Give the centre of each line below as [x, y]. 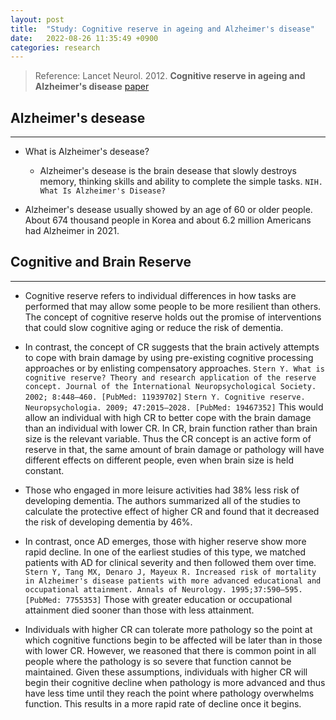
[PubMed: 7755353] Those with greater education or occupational [158, 599]
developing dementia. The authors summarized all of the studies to [162, 500]
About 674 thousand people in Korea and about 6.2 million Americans [168, 220]
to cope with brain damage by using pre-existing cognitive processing [169, 357]
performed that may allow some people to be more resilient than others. [173, 306]
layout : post [37, 19]
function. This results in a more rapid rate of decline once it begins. [163, 703]
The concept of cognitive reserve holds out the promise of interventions [173, 317]
